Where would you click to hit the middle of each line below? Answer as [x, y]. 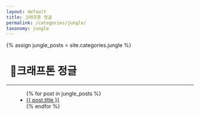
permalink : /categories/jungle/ [46, 23]
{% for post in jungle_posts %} [64, 94]
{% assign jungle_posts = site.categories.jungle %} [69, 45]
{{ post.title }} [43, 100]
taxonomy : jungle [28, 28]
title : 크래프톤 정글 [29, 17]
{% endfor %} [43, 106]
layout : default [26, 12]
